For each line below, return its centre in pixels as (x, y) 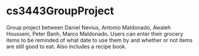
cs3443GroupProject (60, 11)
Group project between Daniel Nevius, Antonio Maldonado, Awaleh (89, 27)
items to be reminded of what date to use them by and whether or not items (99, 40)
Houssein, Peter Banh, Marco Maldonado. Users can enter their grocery (95, 33)
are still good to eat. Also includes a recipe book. (67, 46)
